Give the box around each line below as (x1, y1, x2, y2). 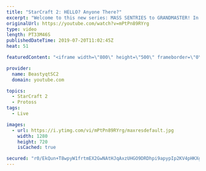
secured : (6, 156, 29, 162)
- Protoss (12, 99, 37, 105)
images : (6, 121, 26, 127)
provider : (6, 65, 32, 71)
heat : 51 (6, 44, 29, 50)
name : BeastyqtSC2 (12, 71, 59, 77)
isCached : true (17, 145, 56, 151)
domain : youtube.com (12, 77, 64, 83)
